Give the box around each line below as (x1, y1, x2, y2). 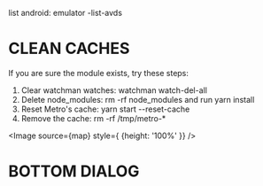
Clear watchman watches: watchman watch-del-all (20, 84, 207, 96)
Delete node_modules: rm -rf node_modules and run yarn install (20, 94, 255, 105)
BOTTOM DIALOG (8, 161, 140, 182)
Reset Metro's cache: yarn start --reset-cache (20, 104, 190, 114)
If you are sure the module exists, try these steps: (8, 67, 190, 78)
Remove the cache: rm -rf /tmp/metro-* (20, 112, 166, 123)
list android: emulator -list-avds (8, 8, 123, 18)
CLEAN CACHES (8, 39, 130, 58)
